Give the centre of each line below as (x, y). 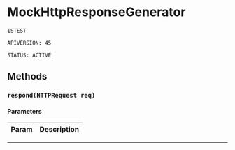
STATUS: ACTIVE (29, 55)
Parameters (24, 111)
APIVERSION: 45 (29, 43)
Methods (27, 76)
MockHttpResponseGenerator (97, 12)
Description (59, 130)
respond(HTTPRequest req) (51, 96)
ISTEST (17, 31)
